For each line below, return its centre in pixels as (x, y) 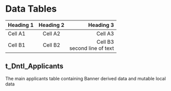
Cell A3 (105, 34)
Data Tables (31, 9)
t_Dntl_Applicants (35, 66)
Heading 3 (101, 25)
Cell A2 (51, 34)
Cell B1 (17, 45)
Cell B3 (105, 42)
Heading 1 (21, 25)
